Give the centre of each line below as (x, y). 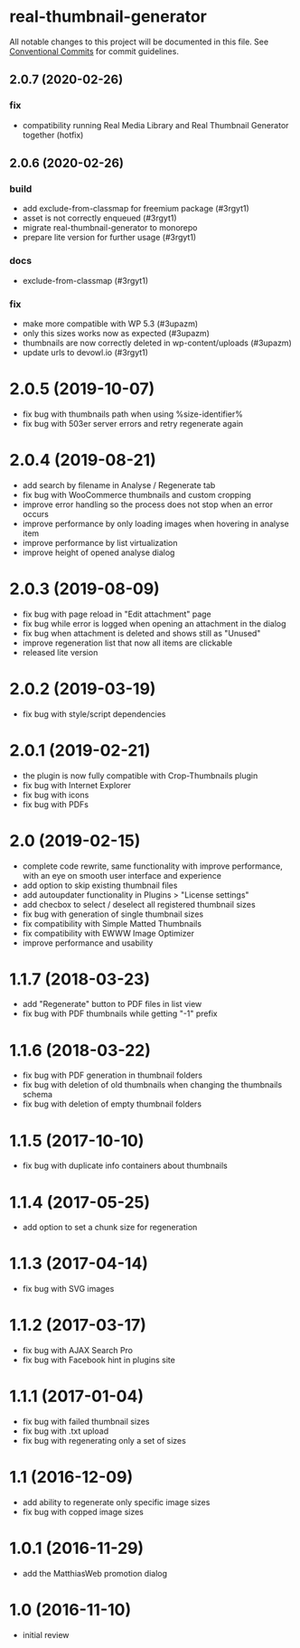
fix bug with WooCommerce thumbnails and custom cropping (136, 494)
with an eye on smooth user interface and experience (122, 875)
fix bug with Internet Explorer (76, 785)
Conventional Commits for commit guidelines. (94, 51)
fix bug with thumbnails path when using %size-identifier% (133, 414)
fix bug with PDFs (55, 804)
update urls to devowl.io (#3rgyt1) (85, 352)
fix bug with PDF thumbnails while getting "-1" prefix (120, 1013)
